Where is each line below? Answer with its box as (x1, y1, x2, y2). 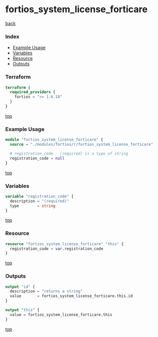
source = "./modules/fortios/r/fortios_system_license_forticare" (10, 142, 153, 147)
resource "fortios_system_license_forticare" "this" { (5, 241, 124, 247)
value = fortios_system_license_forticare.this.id (10, 293, 133, 299)
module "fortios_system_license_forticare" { (5, 137, 103, 143)
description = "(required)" (10, 198, 70, 204)
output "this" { (5, 308, 40, 313)
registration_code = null (10, 156, 65, 161)
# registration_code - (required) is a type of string (10, 151, 129, 156)
